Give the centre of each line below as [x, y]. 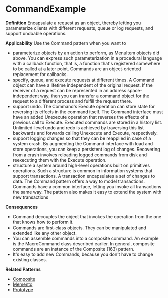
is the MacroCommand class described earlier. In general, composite [83, 243]
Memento [22, 284]
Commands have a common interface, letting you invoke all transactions [87, 186]
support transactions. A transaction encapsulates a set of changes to [84, 176]
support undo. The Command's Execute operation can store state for [84, 106]
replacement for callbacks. [40, 74]
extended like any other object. [44, 233]
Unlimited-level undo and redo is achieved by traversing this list [78, 128]
